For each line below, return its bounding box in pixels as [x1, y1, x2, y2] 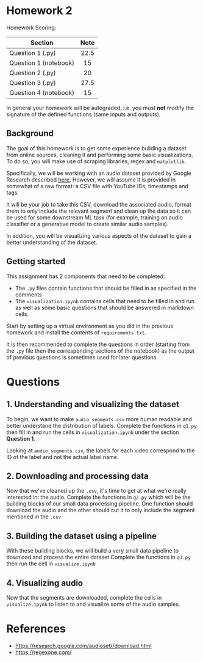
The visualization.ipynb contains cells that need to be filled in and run [15, 297, 195, 304]
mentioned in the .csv [6, 513, 62, 520]
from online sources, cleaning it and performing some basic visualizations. [6, 151, 193, 158]
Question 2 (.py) [9, 68, 56, 77]
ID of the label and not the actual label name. [6, 453, 119, 460]
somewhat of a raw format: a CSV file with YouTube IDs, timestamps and [6, 182, 189, 189]
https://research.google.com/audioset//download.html [15, 642, 152, 649]
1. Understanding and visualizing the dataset [6, 399, 180, 410]
